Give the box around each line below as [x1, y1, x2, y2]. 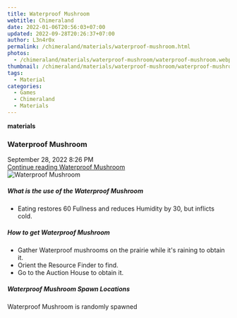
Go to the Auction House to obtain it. [17, 269, 124, 277]
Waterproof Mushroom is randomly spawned [7, 302, 138, 311]
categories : [7, 83, 42, 90]
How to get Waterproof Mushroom [7, 228, 111, 237]
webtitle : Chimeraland [7, 17, 74, 24]
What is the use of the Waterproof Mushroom [7, 187, 143, 195]
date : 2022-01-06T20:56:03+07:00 [7, 23, 106, 30]
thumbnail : [7, 63, 39, 70]
